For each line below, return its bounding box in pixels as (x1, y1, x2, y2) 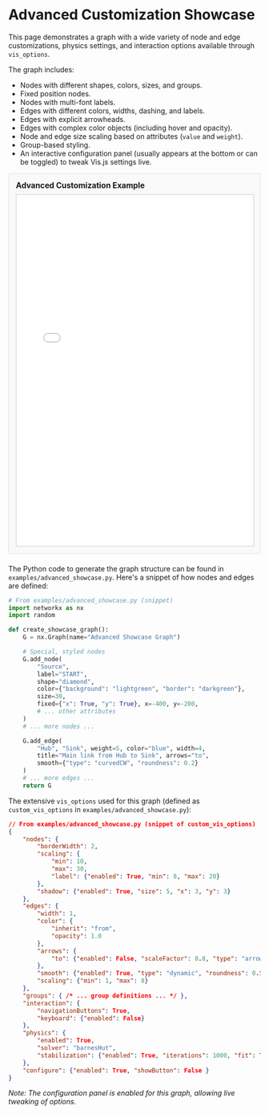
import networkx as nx (8, 604, 84, 612)
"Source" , (37, 662, 70, 671)
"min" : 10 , (50, 857, 88, 866)
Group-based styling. (19, 140, 90, 149)
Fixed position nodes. (19, 88, 91, 98)
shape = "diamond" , (37, 677, 94, 685)
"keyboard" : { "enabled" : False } (37, 1014, 146, 1023)
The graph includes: (8, 64, 74, 74)
